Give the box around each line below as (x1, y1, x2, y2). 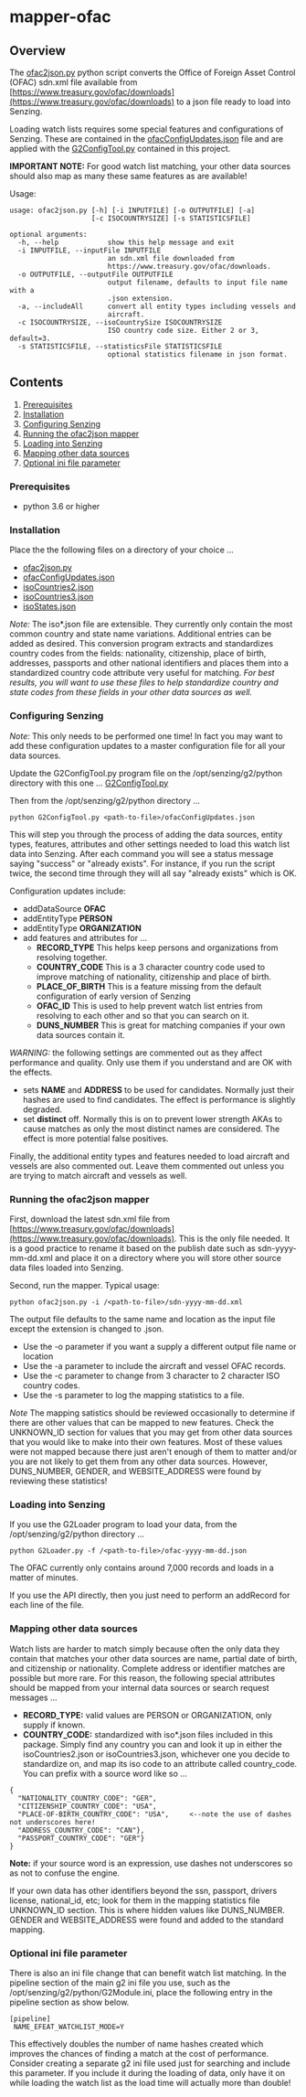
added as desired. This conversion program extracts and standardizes (9, 638, 274, 649)
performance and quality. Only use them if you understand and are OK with (9, 1056, 292, 1067)
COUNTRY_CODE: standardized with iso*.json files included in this (22, 1728, 274, 1739)
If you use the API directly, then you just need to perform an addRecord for (9, 1589, 290, 1601)
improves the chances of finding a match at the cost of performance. (9, 2048, 269, 2059)
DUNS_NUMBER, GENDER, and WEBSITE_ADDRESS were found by (9, 1466, 262, 1476)
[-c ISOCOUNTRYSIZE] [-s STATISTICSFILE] (90, 214, 251, 223)
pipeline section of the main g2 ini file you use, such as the (9, 1977, 231, 1988)
